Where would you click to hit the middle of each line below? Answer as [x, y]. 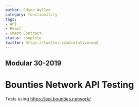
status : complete [24, 38]
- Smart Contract [24, 33]
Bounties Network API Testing [69, 85]
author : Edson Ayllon [28, 10]
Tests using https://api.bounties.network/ [48, 99]
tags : [11, 19]
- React [13, 29]
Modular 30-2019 [33, 63]
